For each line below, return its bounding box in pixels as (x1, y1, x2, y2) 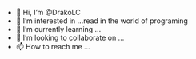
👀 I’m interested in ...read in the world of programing (15, 16, 188, 26)
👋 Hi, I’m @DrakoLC (15, 8, 82, 17)
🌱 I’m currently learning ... (15, 25, 102, 33)
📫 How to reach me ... (15, 42, 90, 51)
